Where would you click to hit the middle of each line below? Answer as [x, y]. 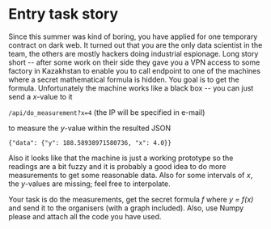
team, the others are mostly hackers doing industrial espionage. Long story [133, 53]
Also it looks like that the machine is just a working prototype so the [121, 158]
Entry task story [64, 14]
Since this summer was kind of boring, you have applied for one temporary [133, 36]
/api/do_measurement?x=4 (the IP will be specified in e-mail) [107, 112]
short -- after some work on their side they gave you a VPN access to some [134, 62]
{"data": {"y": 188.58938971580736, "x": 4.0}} [90, 142]
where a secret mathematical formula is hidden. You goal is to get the [124, 79]
